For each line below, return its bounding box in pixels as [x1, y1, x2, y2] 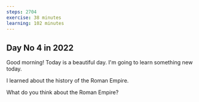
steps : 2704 [6, 8, 37, 15]
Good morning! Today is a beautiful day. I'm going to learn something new [6, 59, 193, 66]
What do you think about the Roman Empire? [6, 89, 119, 96]
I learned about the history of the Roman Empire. [6, 77, 129, 84]
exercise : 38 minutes [6, 15, 62, 21]
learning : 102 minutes [6, 20, 64, 26]
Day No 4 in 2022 [6, 42, 74, 53]
